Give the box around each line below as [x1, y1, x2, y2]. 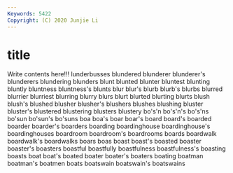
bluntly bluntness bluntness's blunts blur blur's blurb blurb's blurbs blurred [7, 85, 223, 93]
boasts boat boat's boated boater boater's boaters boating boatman [7, 152, 204, 160]
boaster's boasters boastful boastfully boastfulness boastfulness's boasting [7, 144, 226, 153]
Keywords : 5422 [7, 10, 52, 18]
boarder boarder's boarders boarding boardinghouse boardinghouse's [7, 122, 211, 130]
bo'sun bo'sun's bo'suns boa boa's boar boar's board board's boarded [7, 115, 212, 123]
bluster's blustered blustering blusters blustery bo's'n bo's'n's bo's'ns [7, 107, 209, 116]
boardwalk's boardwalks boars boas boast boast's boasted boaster [7, 137, 202, 146]
